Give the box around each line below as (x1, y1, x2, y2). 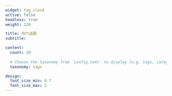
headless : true (5, 17, 38, 22)
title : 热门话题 (5, 31, 37, 36)
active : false (5, 12, 36, 17)
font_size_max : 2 (10, 83, 47, 88)
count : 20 (10, 50, 31, 55)
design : (5, 73, 22, 79)
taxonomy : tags (10, 64, 42, 69)
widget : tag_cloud (5, 7, 45, 13)
